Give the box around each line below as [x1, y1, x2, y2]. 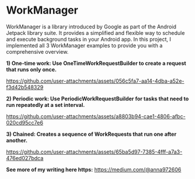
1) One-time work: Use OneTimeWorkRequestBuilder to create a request [6, 60, 186, 67]
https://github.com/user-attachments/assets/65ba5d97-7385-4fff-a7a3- [6, 148, 183, 155]
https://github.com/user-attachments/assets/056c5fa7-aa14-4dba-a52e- [6, 77, 185, 84]
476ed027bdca [6, 154, 44, 161]
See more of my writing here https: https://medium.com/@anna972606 [6, 166, 181, 173]
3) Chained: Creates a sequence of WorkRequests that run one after [6, 131, 177, 138]
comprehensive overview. [6, 48, 69, 55]
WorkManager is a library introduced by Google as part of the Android [6, 23, 177, 30]
